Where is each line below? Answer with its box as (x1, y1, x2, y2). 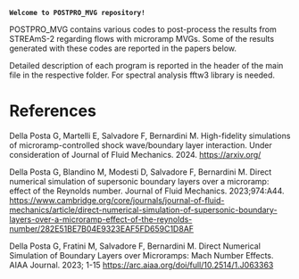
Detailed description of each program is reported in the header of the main (9, 61, 284, 70)
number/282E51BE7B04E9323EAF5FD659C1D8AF (9, 223, 195, 234)
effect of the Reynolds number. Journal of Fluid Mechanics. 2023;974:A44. (9, 185, 285, 196)
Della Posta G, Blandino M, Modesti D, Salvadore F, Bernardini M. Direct (9, 166, 272, 177)
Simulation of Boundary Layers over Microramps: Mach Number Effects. (9, 250, 274, 260)
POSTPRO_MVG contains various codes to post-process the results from (9, 24, 277, 35)
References (9, 101, 96, 121)
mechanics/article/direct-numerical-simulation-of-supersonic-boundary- (9, 204, 278, 215)
